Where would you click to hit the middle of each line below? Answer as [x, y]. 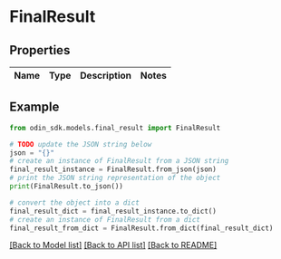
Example [34, 107]
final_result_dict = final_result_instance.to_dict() [113, 211]
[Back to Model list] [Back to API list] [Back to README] [113, 245]
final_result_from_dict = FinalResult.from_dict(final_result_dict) [141, 228]
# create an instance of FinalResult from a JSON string [119, 161]
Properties [40, 50]
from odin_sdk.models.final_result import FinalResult [115, 128]
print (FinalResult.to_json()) [67, 187]
